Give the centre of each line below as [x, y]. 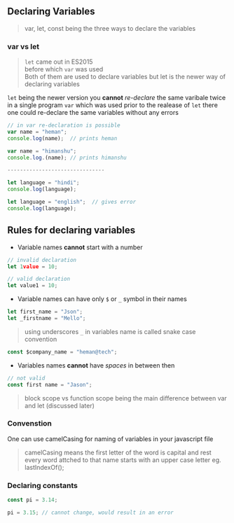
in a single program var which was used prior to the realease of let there [113, 105]
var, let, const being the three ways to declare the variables [110, 28]
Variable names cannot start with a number [80, 247]
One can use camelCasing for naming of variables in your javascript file [110, 439]
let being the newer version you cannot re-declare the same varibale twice [117, 98]
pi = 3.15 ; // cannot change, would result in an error [90, 513]
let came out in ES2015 [58, 62]
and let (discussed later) [59, 405]
